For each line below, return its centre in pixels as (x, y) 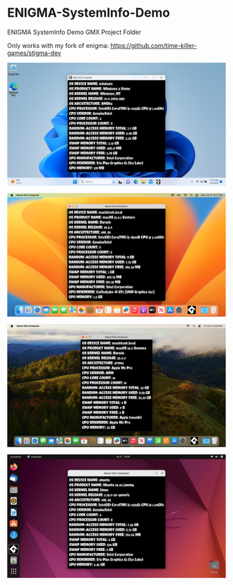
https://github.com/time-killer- (154, 45)
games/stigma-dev (34, 53)
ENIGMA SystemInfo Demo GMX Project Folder (75, 32)
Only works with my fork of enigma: (58, 45)
